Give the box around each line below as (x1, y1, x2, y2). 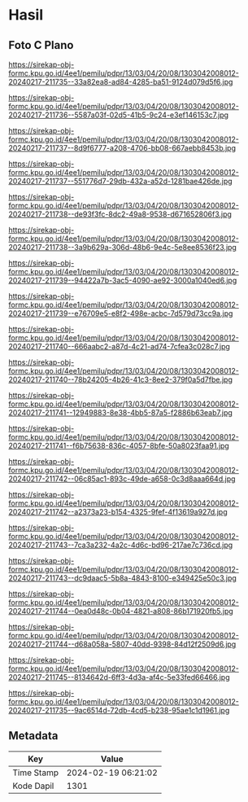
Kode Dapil (12, 780, 54, 791)
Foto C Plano (8, 38, 74, 52)
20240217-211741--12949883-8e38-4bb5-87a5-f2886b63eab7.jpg (8, 408, 233, 417)
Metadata (8, 729, 59, 743)
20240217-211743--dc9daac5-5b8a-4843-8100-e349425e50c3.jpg (8, 573, 237, 583)
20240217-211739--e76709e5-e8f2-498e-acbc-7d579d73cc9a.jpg (8, 309, 233, 318)
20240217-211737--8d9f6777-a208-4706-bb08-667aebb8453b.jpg (8, 143, 237, 152)
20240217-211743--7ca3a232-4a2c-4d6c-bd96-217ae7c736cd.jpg (8, 540, 233, 550)
